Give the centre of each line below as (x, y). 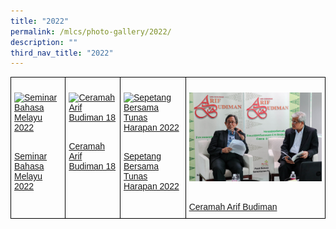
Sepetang (142, 156)
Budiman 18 (92, 166)
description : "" (44, 42)
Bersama (141, 166)
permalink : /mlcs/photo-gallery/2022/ (91, 31)
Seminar (31, 156)
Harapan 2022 (151, 186)
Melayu (28, 176)
